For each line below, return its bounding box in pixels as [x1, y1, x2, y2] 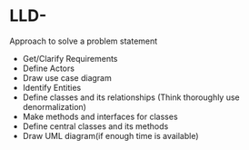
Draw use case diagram [22, 72, 112, 83]
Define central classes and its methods [22, 120, 169, 132]
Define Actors [22, 63, 75, 74]
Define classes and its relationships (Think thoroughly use [22, 92, 241, 103]
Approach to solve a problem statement [9, 35, 158, 46]
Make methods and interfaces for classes [22, 111, 179, 122]
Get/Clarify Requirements [22, 53, 118, 64]
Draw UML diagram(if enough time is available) [22, 130, 199, 141]
